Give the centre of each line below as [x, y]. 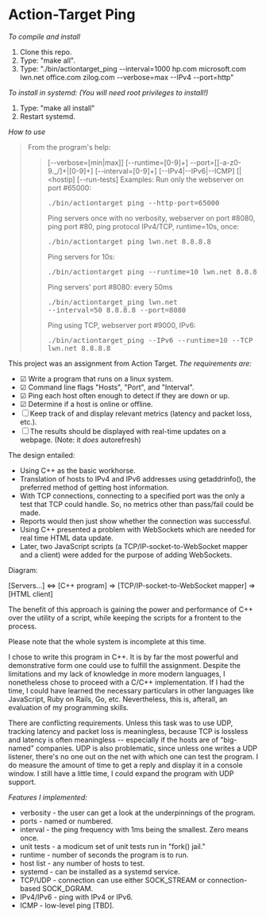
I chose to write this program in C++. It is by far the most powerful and [123, 657]
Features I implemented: [48, 797]
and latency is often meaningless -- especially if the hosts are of [114, 739]
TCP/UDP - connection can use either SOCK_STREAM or [112, 880]
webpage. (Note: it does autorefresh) [80, 440]
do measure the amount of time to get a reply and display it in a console [126, 765]
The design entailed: [42, 455]
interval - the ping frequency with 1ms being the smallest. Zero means [134, 829]
